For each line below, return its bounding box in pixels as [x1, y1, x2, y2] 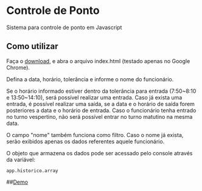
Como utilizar [6, 41, 59, 52]
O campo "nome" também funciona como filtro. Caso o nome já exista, [6, 131, 184, 138]
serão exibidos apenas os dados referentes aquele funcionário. [6, 138, 165, 145]
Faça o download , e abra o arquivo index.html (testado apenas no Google [6, 57, 190, 64]
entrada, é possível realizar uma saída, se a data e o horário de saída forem [6, 100, 195, 107]
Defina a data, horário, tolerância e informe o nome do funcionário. [6, 75, 174, 82]
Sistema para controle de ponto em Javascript [6, 24, 122, 31]
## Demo [6, 178, 29, 186]
